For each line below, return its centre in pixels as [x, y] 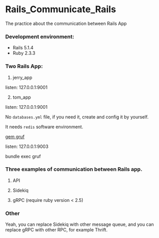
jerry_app [22, 77]
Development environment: [40, 37]
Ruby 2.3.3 [24, 53]
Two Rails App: [24, 66]
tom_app [22, 97]
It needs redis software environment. [44, 127]
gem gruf [15, 136]
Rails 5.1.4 [23, 48]
